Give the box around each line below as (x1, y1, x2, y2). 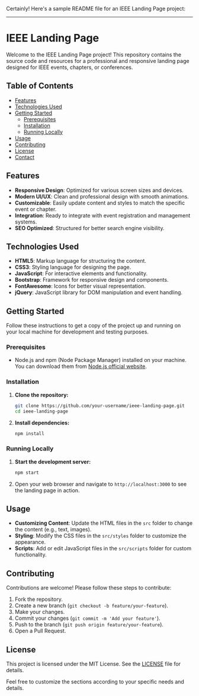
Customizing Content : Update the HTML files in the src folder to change (14, 519, 193, 527)
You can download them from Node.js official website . (14, 363, 147, 370)
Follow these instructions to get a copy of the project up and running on (6, 322, 181, 329)
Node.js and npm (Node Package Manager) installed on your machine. (14, 357, 187, 364)
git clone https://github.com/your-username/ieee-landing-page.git (14, 402, 185, 409)
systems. (14, 218, 37, 225)
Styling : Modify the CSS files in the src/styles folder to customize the (14, 532, 187, 540)
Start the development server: (14, 458, 91, 465)
